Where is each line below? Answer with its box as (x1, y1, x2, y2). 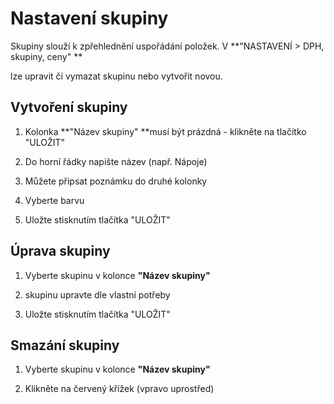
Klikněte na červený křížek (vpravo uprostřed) (24, 383, 215, 395)
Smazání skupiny (10, 337, 120, 354)
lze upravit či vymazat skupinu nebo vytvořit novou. (10, 70, 223, 82)
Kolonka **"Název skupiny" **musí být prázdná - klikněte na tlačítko (24, 125, 307, 137)
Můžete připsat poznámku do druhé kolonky (24, 175, 208, 187)
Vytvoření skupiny (10, 99, 128, 116)
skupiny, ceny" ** (10, 50, 83, 62)
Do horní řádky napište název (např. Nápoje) (24, 155, 208, 167)
